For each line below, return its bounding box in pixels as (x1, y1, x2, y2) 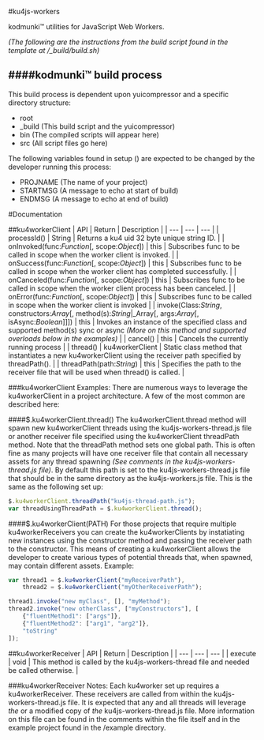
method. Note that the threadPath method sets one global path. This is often (8, 440, 255, 449)
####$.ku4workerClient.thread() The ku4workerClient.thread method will (8, 415, 247, 424)
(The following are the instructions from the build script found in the (8, 37, 229, 47)
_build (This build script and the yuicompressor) (19, 122, 176, 131)
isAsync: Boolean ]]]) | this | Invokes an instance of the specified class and (8, 317, 247, 326)
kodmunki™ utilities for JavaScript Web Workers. (8, 22, 165, 31)
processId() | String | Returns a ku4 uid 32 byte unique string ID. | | (8, 233, 225, 242)
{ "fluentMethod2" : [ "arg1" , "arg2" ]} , (22, 619, 150, 627)
